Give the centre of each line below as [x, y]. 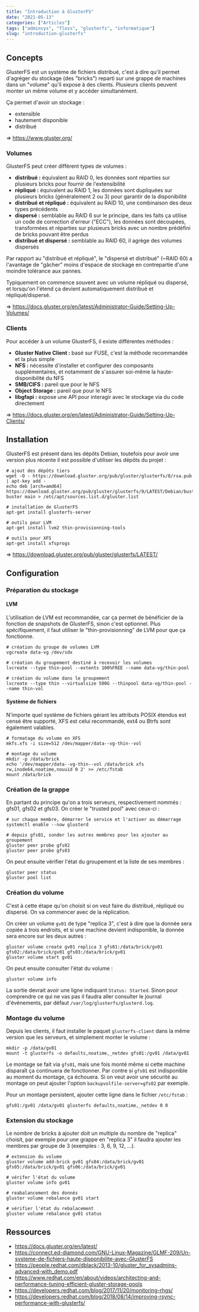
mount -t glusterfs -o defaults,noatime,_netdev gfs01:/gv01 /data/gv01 [98, 1053]
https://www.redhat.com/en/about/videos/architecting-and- [88, 1278]
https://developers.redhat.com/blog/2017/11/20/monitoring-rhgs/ [94, 1291]
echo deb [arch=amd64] [34, 487]
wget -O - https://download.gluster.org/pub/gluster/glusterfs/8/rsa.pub [99, 476]
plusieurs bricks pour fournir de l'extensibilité [70, 184]
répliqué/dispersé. [28, 295]
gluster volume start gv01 [39, 957]
